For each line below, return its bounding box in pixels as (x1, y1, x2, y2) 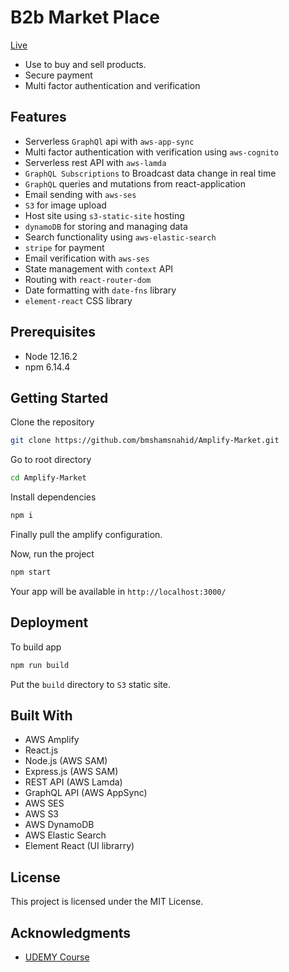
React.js (24, 744, 59, 756)
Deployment (10, 614, 89, 631)
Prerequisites (10, 324, 96, 341)
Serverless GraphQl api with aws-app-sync (24, 135, 195, 147)
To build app (10, 641, 62, 653)
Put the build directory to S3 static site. (10, 678, 172, 690)
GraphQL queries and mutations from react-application (24, 177, 246, 190)
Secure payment (24, 69, 93, 81)
